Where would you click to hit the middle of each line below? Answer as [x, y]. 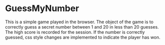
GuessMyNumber [42, 8]
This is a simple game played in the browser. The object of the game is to [79, 22]
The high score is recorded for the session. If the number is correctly [75, 32]
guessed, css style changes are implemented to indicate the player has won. [83, 37]
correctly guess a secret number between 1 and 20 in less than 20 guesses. [82, 27]
